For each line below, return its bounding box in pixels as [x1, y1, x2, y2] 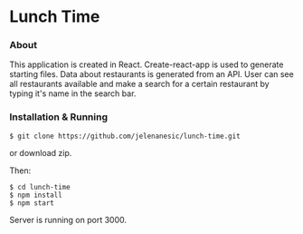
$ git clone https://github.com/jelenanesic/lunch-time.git [9, 132, 241, 141]
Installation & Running [9, 111, 109, 123]
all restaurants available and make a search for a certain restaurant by [9, 79, 270, 90]
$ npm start [9, 198, 54, 208]
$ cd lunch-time [9, 182, 71, 191]
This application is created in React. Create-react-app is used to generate [9, 59, 284, 70]
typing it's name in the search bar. [9, 88, 137, 99]
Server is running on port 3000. [9, 214, 127, 225]
